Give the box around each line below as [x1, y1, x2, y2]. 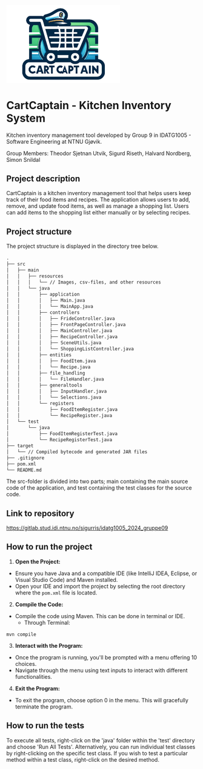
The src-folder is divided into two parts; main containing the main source [6, 478, 188, 485]
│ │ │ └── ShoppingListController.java [6, 346, 135, 352]
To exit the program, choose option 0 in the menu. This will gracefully [15, 696, 189, 704]
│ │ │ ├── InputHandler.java [6, 388, 107, 394]
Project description [6, 173, 81, 184]
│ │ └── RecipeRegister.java [6, 413, 113, 419]
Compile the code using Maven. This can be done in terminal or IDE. [15, 612, 185, 619]
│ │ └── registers [6, 401, 75, 407]
